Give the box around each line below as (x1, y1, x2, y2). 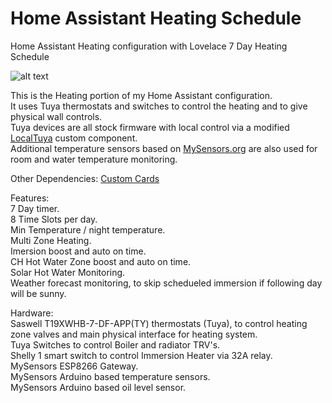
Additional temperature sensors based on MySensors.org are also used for (10, 142, 318, 154)
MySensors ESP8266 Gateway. (10, 360, 139, 372)
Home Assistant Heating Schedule (10, 7, 302, 30)
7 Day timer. (10, 202, 60, 214)
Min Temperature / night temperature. (10, 223, 166, 236)
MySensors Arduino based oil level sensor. (10, 381, 187, 393)
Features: (10, 192, 50, 204)
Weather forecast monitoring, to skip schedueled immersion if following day (10, 277, 323, 289)
